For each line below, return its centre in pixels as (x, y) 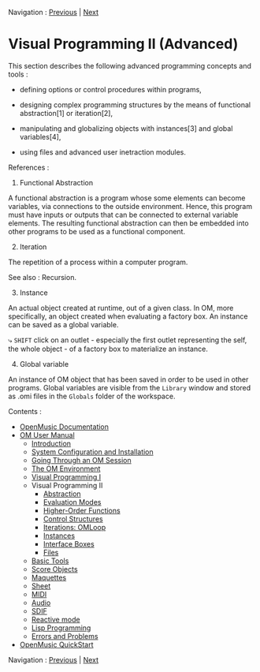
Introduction (51, 443)
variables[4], (40, 136)
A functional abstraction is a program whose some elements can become (127, 198)
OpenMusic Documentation (64, 427)
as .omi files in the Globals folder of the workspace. (92, 396)
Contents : (25, 411)
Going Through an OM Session (81, 460)
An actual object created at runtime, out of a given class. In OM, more (121, 308)
